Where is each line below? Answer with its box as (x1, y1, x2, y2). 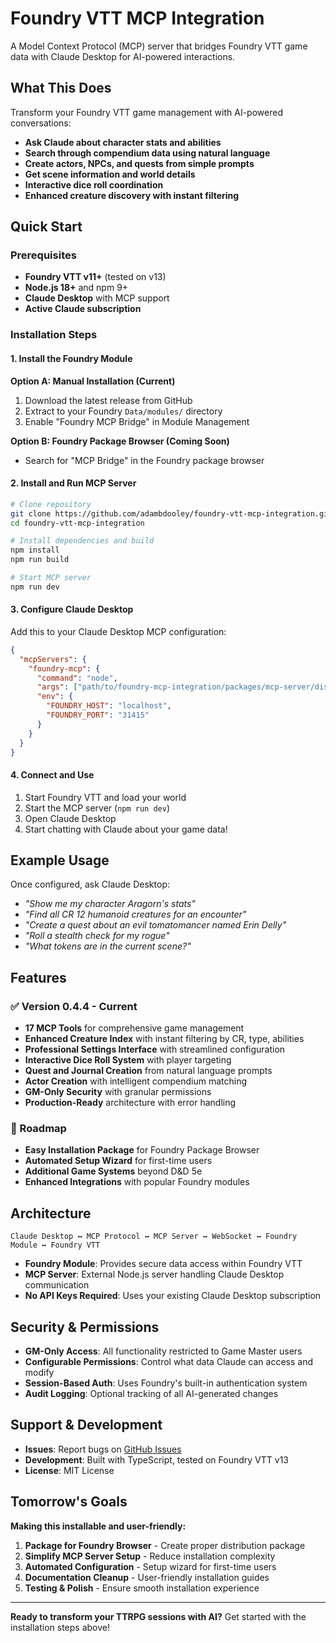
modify (24, 1367, 55, 1379)
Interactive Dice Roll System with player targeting (24, 1054, 232, 1066)
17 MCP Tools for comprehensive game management (24, 1022, 245, 1034)
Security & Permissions (10, 1318, 160, 1336)
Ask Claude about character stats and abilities (24, 136, 222, 148)
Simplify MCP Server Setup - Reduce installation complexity (24, 1550, 276, 1562)
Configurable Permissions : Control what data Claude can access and (24, 1356, 313, 1368)
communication (24, 1279, 90, 1291)
